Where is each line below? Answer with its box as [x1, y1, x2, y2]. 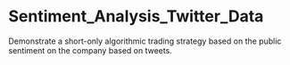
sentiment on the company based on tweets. [8, 45, 173, 55]
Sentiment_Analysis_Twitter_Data [8, 6, 264, 27]
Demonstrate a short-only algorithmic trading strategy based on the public [8, 36, 282, 46]
